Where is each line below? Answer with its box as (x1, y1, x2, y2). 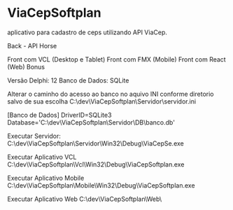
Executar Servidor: (7, 132, 62, 140)
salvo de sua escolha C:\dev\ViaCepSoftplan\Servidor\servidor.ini (7, 97, 197, 106)
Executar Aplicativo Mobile (7, 174, 85, 182)
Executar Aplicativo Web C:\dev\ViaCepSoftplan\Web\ (7, 195, 162, 203)
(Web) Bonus (7, 62, 45, 71)
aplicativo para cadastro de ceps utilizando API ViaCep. (7, 28, 168, 36)
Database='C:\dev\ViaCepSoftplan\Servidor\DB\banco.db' (7, 118, 175, 127)
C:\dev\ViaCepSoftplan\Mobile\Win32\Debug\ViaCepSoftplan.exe (7, 181, 195, 190)
